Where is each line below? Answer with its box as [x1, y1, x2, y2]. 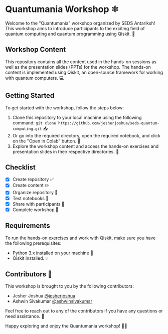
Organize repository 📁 [12, 190, 58, 196]
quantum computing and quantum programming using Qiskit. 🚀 [5, 31, 135, 37]
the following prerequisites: [5, 240, 62, 246]
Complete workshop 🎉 [12, 207, 59, 213]
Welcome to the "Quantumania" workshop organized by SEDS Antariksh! [5, 20, 155, 26]
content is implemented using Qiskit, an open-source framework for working [5, 69, 163, 75]
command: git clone [12, 119, 56, 126]
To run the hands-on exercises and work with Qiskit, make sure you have [5, 235, 156, 241]
